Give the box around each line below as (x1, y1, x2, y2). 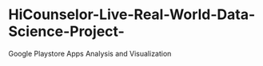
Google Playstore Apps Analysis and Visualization (8, 49, 172, 58)
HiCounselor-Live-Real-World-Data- (8, 6, 256, 24)
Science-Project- (8, 22, 126, 41)
